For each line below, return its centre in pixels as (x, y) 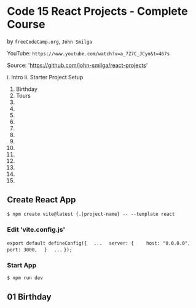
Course (26, 24)
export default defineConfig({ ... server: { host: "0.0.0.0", (99, 243)
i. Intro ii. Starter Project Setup (45, 77)
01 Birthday (29, 297)
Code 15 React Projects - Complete (97, 11)
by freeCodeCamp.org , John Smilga (50, 41)
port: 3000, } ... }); (40, 250)
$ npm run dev (25, 278)
